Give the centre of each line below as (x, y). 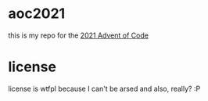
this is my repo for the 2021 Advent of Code (78, 35)
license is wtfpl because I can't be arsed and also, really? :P (104, 88)
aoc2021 (37, 14)
